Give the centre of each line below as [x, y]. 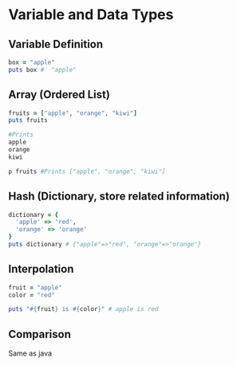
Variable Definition [56, 44]
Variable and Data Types [91, 15]
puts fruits [28, 120]
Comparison [40, 334]
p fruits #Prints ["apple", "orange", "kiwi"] [87, 171]
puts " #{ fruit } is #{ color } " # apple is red [83, 309]
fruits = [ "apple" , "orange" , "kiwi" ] [73, 113]
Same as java [30, 353]
